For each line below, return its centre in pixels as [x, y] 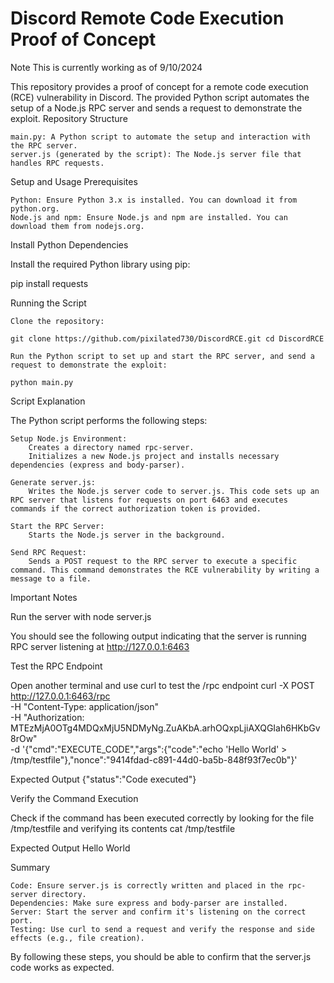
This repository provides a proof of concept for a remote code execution [159, 86]
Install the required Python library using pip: [100, 264]
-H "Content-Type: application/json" [84, 706]
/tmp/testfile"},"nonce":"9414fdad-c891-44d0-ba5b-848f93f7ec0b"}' [154, 759]
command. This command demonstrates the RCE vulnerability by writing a [165, 570]
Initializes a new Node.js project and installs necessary [154, 456]
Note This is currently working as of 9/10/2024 [106, 67]
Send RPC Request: [48, 552]
